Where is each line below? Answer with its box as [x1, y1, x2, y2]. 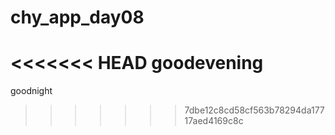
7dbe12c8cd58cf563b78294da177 [184, 104, 325, 116]
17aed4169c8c [184, 115, 244, 127]
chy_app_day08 [10, 6, 145, 29]
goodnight [10, 85, 53, 97]
